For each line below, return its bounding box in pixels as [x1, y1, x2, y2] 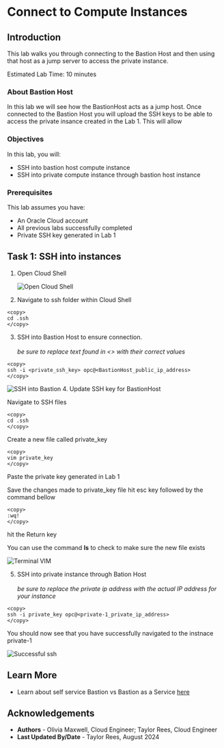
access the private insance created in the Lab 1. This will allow [7, 117, 182, 125]
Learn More [7, 669, 57, 682]
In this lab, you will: [7, 150, 61, 158]
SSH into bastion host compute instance [16, 163, 130, 171]
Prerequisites [7, 188, 53, 197]
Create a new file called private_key [7, 435, 108, 443]
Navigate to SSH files [7, 398, 67, 406]
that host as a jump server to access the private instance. [7, 57, 169, 65]
